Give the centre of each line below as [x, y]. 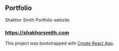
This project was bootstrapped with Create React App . [60, 43]
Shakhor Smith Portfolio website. [38, 20]
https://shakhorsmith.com [37, 32]
